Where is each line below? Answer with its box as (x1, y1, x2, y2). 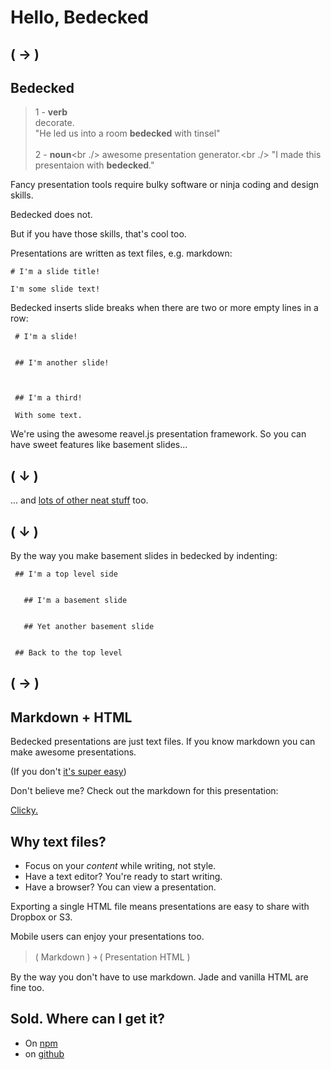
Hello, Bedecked (10, 6, 150, 29)
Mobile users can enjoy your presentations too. (10, 931, 205, 943)
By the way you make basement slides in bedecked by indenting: (10, 550, 278, 562)
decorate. (34, 117, 75, 129)
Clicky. (10, 804, 38, 816)
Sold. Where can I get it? (10, 1011, 166, 1028)
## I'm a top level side (14, 569, 118, 580)
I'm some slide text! (10, 284, 101, 295)
